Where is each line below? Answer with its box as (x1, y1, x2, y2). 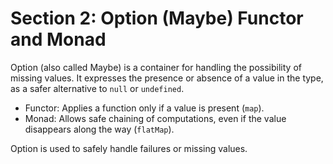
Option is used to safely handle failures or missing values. (10, 142, 248, 154)
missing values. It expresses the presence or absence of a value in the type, (10, 72, 324, 84)
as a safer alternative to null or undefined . (10, 82, 185, 94)
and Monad (10, 28, 107, 51)
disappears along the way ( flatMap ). (24, 123, 175, 135)
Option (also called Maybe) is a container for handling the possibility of (10, 61, 302, 73)
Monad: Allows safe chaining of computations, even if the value (24, 112, 287, 124)
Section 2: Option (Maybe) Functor (10, 7, 304, 30)
